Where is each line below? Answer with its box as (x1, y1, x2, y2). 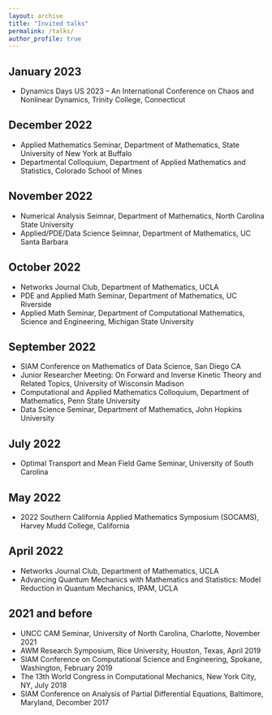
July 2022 (8, 436, 61, 451)
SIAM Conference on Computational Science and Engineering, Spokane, (19, 654, 262, 664)
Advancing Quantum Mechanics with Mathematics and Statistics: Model (19, 574, 261, 584)
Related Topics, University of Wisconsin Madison (19, 379, 184, 388)
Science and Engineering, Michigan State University (19, 316, 195, 326)
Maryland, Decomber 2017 (19, 697, 110, 707)
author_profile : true (8, 34, 82, 43)
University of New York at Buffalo (19, 148, 132, 158)
